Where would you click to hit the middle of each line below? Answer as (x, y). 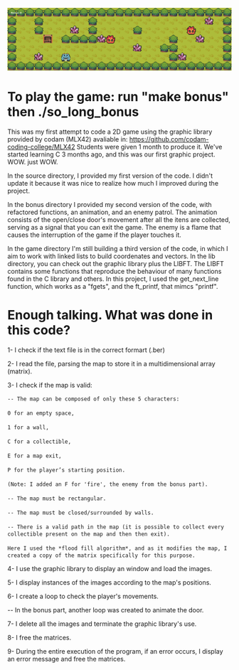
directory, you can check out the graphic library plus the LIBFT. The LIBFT (116, 264)
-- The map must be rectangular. (57, 499)
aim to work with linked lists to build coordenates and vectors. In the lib (111, 256)
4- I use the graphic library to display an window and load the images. (110, 569)
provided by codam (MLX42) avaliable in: (68, 139)
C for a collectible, (39, 442)
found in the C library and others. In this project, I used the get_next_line (113, 279)
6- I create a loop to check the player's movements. (83, 596)
